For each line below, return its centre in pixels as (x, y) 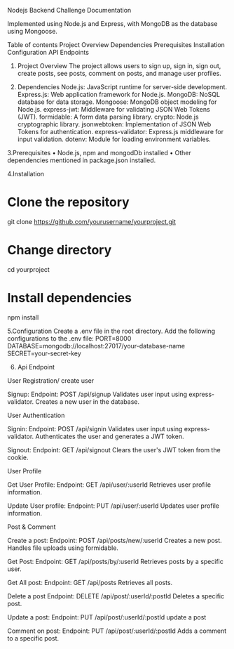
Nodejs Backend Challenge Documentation (69, 10)
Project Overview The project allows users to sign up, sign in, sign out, (119, 66)
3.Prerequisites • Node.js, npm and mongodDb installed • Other (99, 153)
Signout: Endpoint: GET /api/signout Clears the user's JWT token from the (114, 450)
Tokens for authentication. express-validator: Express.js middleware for (121, 132)
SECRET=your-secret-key (44, 353)
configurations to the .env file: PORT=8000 (69, 338)
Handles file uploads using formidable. (63, 548)
